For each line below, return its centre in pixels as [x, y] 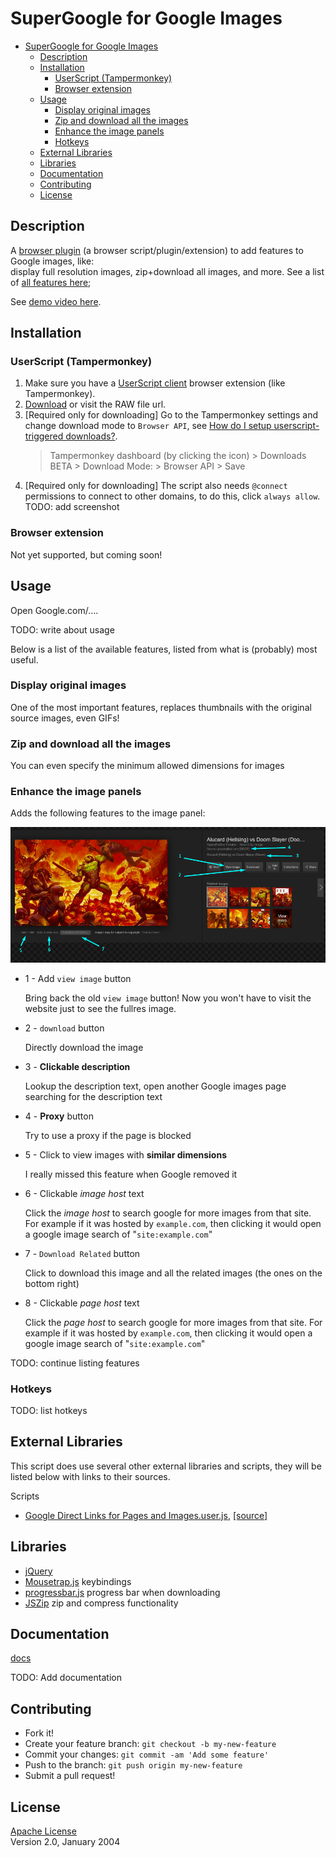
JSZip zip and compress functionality [101, 1603]
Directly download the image [84, 1047]
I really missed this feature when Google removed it [131, 1174]
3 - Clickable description [77, 1066]
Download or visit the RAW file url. [95, 404]
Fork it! [39, 1733]
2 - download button [64, 1028]
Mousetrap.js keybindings [78, 1581]
